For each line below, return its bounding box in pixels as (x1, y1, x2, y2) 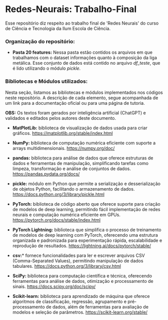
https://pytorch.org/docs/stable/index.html (12, 217, 101, 223)
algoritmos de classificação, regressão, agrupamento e (12, 298, 127, 304)
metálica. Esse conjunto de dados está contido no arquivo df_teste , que (12, 60, 160, 66)
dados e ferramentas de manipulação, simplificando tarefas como (12, 160, 149, 166)
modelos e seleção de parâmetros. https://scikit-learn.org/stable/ (12, 309, 148, 315)
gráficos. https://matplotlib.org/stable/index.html (12, 130, 113, 136)
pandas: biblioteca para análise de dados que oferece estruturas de (12, 154, 153, 161)
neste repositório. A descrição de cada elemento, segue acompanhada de (5, 94, 158, 101)
